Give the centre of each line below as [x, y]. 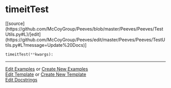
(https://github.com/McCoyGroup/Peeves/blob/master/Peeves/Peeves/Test [84, 28]
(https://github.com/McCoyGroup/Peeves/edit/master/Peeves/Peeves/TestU [85, 40]
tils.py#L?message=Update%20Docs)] [46, 45]
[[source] [15, 23]
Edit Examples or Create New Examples [47, 69]
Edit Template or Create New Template [46, 74]
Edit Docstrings [21, 79]
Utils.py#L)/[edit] [23, 34]
